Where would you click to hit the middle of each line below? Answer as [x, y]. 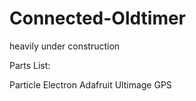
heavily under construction [65, 46]
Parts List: [30, 65]
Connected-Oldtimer [98, 18]
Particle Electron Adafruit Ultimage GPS [90, 84]
